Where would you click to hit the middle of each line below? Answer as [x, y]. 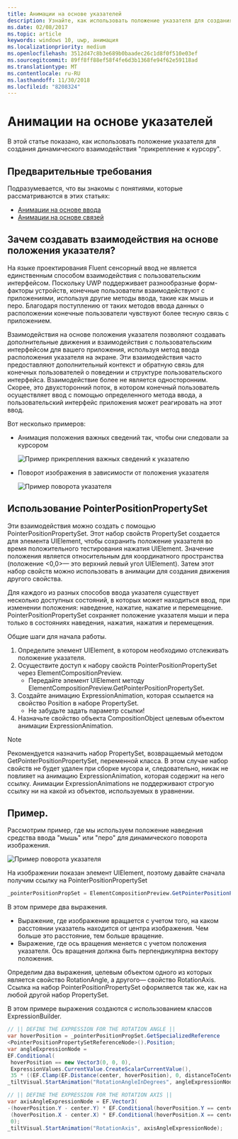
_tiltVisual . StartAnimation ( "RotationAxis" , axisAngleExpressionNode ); [115, 1128]
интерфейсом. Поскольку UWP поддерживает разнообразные [102, 283]
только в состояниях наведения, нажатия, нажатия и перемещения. [110, 622]
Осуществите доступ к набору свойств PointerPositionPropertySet [117, 665]
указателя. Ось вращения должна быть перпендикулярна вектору [118, 951]
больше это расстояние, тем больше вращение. [91, 936]
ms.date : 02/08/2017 [38, 27]
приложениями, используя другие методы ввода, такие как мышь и [110, 298]
